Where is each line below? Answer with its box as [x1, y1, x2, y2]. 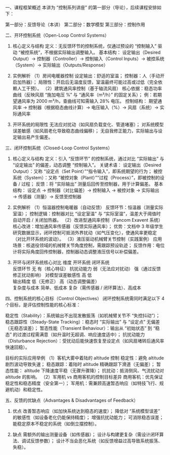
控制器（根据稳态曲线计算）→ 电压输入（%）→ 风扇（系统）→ [28, 104, 159, 110]
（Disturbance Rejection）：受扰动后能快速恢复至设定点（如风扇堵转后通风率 [5, 338, 164, 344]
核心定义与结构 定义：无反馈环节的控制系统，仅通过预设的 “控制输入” [12, 43, 157, 49]
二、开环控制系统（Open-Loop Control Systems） [5, 32, 110, 38]
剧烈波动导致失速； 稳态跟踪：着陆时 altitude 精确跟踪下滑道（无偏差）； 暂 [5, 361, 161, 367]
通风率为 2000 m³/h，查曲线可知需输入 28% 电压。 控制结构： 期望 [17, 98, 158, 104]
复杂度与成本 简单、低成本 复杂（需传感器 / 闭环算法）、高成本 [12, 285, 142, 291]
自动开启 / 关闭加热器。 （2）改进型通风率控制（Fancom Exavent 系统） [12, 217, 163, 223]
